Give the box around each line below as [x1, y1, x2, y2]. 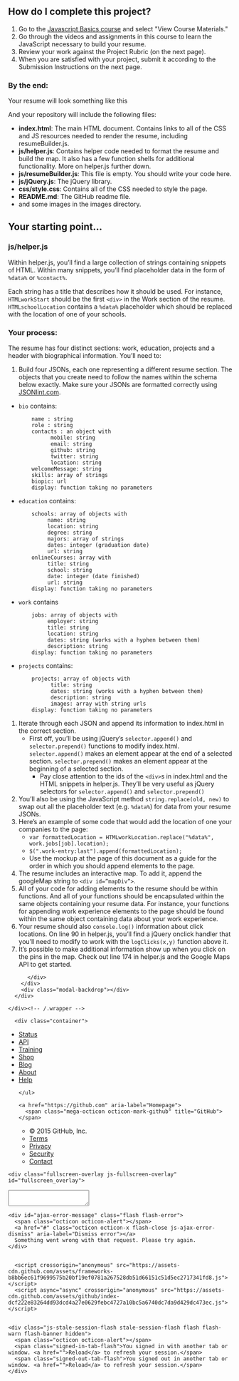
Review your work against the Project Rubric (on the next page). [18, 47, 206, 56]
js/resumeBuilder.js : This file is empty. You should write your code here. [18, 170, 232, 178]
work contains [18, 598, 59, 607]
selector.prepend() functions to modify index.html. [28, 741, 180, 751]
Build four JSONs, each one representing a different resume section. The [18, 365, 233, 374]
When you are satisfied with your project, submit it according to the [18, 55, 216, 63]
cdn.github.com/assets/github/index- [8, 1293, 120, 1300]
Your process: [8, 327, 58, 337]
